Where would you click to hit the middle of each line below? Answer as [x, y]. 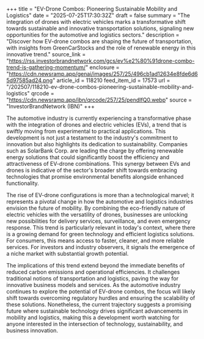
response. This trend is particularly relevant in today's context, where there [101, 228]
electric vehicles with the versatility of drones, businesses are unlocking [97, 214]
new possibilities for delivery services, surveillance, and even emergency [98, 221]
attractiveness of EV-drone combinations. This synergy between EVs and [98, 164]
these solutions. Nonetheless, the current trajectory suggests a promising [99, 304]
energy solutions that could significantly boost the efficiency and [88, 157]
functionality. [23, 183]
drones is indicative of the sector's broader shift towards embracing [92, 170]
